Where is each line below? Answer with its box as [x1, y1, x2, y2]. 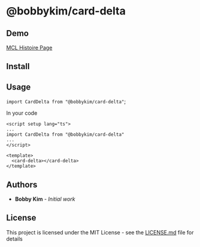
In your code [6, 109, 38, 117]
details [6, 235, 23, 242]
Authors [6, 179, 38, 190]
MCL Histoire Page [6, 44, 53, 51]
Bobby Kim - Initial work [14, 195, 75, 203]
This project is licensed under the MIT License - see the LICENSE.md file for [6, 228, 194, 236]
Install [6, 61, 30, 72]
